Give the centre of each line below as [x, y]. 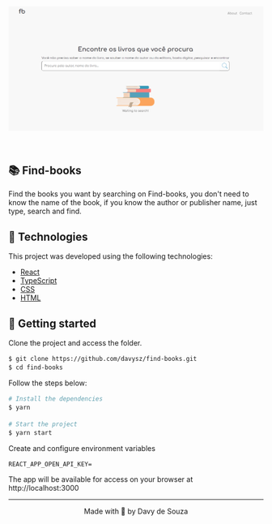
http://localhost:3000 [44, 488]
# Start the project [43, 424]
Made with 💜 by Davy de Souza [136, 511]
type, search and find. [45, 211]
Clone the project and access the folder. [75, 343]
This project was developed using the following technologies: [110, 256]
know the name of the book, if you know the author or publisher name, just [133, 203]
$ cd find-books [36, 367]
